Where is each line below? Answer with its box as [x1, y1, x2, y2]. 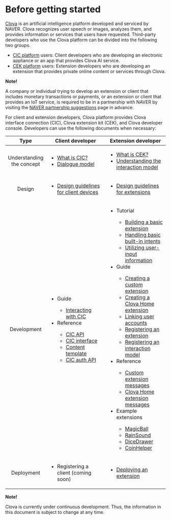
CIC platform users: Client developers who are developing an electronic [12, 52, 163, 58]
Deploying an [116, 466, 148, 473]
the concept [11, 160, 40, 167]
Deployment [11, 469, 41, 476]
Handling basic [125, 231, 161, 238]
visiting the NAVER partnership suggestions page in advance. [5, 104, 134, 110]
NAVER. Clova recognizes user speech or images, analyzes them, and [5, 26, 152, 32]
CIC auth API [66, 356, 96, 363]
